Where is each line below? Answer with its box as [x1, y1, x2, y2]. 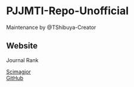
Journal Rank [6, 56, 39, 63]
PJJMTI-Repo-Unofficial [6, 4, 129, 18]
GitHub [6, 74, 24, 81]
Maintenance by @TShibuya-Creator [6, 24, 96, 31]
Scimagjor [6, 68, 32, 75]
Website [6, 41, 38, 51]
